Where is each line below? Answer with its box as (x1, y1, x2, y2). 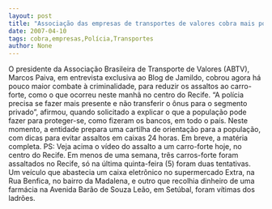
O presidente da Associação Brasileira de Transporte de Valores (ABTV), (8, 64, 250, 74)
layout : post (8, 11, 53, 20)
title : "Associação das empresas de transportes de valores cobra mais (8, 19, 255, 28)
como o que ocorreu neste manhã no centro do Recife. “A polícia (28, 90, 244, 100)
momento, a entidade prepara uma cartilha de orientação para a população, (8, 125, 261, 134)
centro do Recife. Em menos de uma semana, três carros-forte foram (8, 151, 239, 160)
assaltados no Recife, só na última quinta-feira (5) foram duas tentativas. (8, 159, 251, 168)
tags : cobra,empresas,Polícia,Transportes (8, 34, 154, 43)
